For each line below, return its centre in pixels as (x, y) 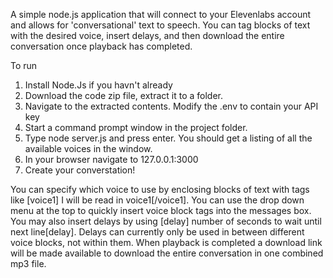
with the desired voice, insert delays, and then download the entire (147, 35)
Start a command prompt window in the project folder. (136, 127)
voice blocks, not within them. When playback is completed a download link (166, 242)
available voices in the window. (88, 148)
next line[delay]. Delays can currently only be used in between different (157, 232)
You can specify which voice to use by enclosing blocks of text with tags (160, 189)
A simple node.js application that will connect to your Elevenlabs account (161, 14)
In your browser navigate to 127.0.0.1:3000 (111, 159)
